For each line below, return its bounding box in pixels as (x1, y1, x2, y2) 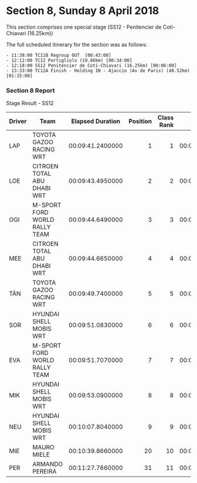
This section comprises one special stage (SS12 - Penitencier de (6, 23, 162, 30)
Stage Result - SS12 (6, 100, 54, 107)
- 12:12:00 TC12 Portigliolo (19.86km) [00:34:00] (6, 57, 133, 63)
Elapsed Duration (71, 117, 121, 125)
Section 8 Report (6, 86, 55, 94)
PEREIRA (32, 467, 57, 475)
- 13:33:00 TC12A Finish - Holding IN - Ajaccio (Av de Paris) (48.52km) (6, 67, 191, 74)
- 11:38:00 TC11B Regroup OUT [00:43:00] (6, 52, 111, 58)
